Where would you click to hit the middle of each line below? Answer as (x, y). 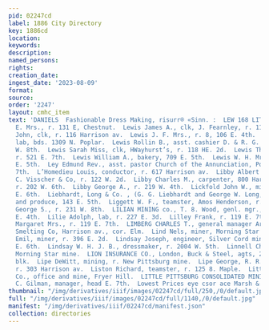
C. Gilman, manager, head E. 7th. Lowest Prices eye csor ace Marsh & (138, 284)
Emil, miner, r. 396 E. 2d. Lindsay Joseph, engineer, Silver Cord (132, 239)
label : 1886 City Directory (55, 23)
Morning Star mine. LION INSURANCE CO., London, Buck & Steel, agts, (136, 254)
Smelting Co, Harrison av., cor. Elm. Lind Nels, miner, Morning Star (138, 232)
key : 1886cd (28, 30)
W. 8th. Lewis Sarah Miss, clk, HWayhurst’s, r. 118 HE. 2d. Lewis (134, 150)
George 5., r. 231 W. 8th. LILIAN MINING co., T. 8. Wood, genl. (128, 209)
